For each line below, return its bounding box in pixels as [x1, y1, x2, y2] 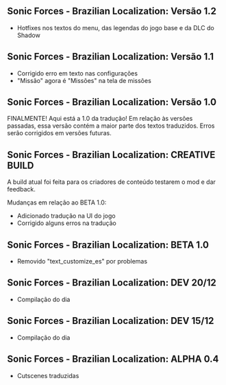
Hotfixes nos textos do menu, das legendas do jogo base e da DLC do [16, 23, 214, 32]
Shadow [16, 31, 41, 39]
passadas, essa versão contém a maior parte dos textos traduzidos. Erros [7, 121, 215, 130]
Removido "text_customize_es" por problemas [16, 257, 148, 266]
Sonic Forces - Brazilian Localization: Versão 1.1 [7, 51, 214, 62]
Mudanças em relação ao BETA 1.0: [7, 198, 107, 207]
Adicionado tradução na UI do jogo [16, 212, 116, 220]
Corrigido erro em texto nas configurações [16, 69, 138, 78]
